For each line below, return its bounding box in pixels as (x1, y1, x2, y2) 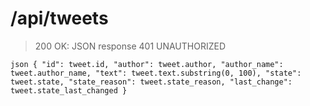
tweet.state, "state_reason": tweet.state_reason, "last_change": (10, 77, 293, 87)
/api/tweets (10, 7, 109, 30)
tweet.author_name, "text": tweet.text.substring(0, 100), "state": (10, 68, 302, 78)
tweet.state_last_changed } (10, 85, 128, 96)
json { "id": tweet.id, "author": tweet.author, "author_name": (10, 59, 284, 69)
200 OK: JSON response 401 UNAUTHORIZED (34, 40, 227, 52)
